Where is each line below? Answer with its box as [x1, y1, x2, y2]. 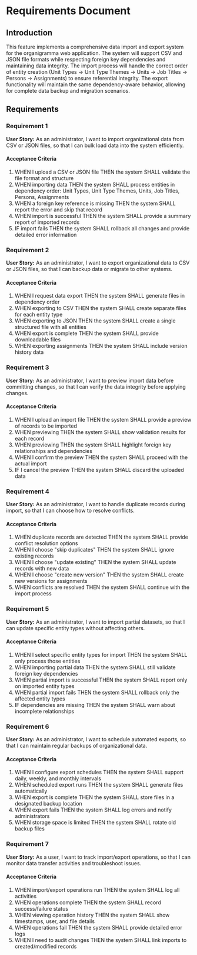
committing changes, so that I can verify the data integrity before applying [6, 383, 186, 390]
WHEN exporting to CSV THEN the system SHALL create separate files [14, 305, 186, 312]
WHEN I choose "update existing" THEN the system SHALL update [14, 559, 176, 566]
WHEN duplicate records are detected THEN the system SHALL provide [14, 533, 188, 541]
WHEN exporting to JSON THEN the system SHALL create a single [14, 317, 176, 324]
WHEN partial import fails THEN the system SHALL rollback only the [14, 689, 179, 696]
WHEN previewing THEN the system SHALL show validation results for [14, 428, 186, 435]
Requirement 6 [6, 722, 49, 731]
